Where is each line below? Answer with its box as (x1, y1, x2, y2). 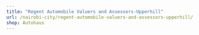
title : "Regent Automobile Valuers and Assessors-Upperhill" (6, 8, 164, 15)
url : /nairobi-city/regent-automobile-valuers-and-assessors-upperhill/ (6, 14, 194, 20)
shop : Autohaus (6, 20, 45, 26)
